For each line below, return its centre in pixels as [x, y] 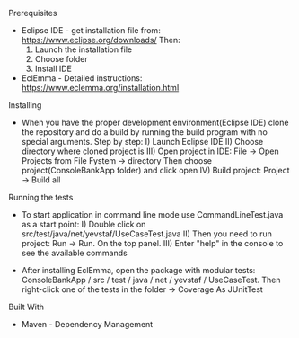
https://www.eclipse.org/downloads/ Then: [101, 40]
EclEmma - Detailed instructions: [82, 78]
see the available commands [74, 253]
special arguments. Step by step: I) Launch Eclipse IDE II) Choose [142, 142]
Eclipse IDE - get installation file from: [91, 30]
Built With [26, 307]
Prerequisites [33, 13]
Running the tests [41, 197]
